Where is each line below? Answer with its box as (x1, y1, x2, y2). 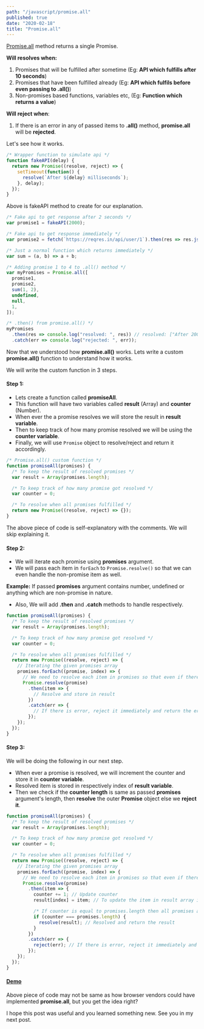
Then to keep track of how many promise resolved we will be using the (15, 426, 192, 433)
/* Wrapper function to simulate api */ (6, 152, 110, 158)
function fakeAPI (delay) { (6, 157, 75, 164)
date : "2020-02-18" (6, 20, 56, 26)
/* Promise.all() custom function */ (6, 457, 102, 464)
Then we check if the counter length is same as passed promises (15, 788, 181, 796)
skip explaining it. (6, 530, 50, 538)
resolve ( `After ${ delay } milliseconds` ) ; (22, 174, 129, 181)
